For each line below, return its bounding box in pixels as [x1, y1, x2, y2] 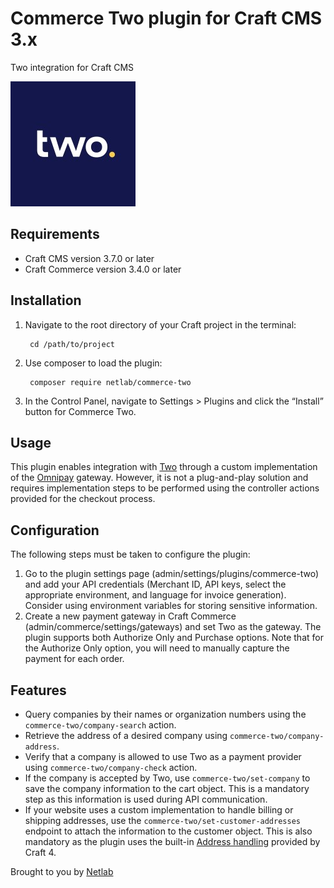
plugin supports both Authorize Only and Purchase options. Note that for [24, 632, 324, 644]
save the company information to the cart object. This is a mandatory [24, 783, 310, 794]
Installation [10, 292, 82, 309]
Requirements [10, 226, 100, 243]
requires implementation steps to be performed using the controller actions [10, 482, 320, 494]
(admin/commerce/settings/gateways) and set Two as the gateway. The [24, 621, 322, 633]
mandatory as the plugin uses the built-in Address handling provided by [24, 836, 321, 847]
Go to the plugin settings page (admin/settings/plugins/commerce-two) [24, 568, 320, 580]
